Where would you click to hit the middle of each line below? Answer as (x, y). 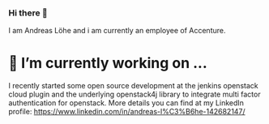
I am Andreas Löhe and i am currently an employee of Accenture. (117, 31)
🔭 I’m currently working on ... (108, 63)
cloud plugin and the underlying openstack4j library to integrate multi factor (134, 94)
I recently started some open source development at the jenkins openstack (133, 86)
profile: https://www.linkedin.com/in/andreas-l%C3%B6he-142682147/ (127, 112)
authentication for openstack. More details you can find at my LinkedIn (126, 103)
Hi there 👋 (28, 13)
